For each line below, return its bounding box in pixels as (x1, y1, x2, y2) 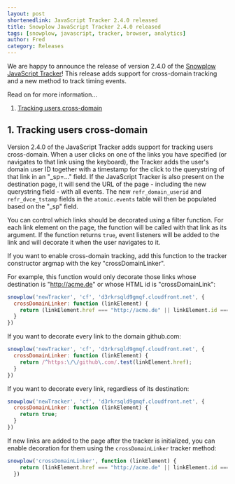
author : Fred (7, 36, 45, 43)
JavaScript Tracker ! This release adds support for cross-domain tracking (7, 69, 218, 78)
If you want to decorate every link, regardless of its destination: (7, 384, 190, 392)
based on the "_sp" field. (7, 202, 79, 211)
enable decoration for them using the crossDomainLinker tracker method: (7, 443, 217, 452)
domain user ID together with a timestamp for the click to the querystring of (7, 165, 225, 173)
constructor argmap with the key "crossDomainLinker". (7, 259, 166, 267)
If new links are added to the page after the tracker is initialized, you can (7, 436, 215, 445)
